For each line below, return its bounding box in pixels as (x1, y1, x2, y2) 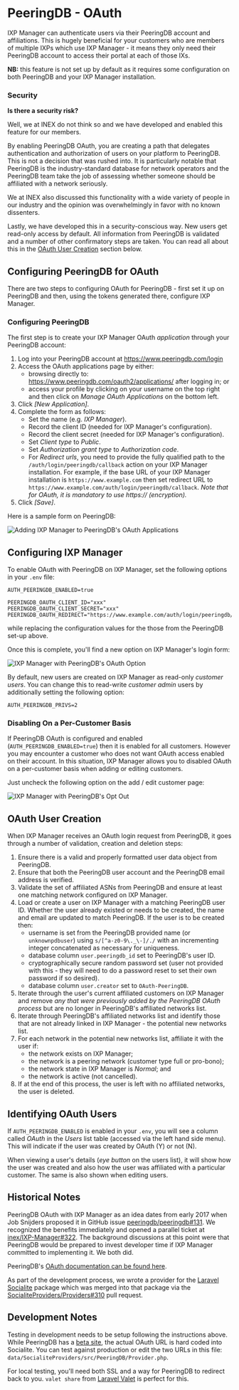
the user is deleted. (17, 1087, 75, 1096)
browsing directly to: (28, 370, 89, 378)
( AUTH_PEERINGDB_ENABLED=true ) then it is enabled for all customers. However (7, 742, 231, 750)
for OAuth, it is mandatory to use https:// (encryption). (28, 491, 187, 499)
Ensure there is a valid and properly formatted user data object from (17, 853, 218, 861)
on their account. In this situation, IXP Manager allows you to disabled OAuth (7, 757, 232, 765)
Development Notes (7, 1311, 97, 1324)
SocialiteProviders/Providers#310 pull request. (7, 1290, 144, 1299)
